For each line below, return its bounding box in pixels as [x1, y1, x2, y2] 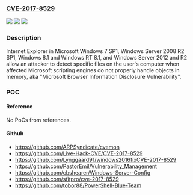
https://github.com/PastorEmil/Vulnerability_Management [14, 162, 158, 170]
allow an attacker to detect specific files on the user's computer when [6, 60, 179, 67]
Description [6, 34, 41, 42]
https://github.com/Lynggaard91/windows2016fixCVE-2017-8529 [14, 156, 177, 163]
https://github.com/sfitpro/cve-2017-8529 [14, 175, 119, 182]
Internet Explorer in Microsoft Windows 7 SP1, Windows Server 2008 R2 [6, 47, 185, 55]
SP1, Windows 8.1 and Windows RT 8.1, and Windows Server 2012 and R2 [6, 54, 188, 61]
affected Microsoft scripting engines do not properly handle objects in [6, 66, 180, 73]
